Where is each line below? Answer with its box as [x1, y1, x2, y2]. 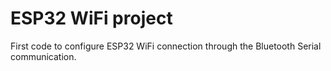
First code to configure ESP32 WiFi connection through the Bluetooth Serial [10, 40, 322, 52]
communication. [10, 50, 77, 62]
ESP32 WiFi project [10, 7, 173, 30]
